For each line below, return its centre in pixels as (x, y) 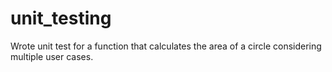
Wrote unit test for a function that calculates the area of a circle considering (166, 46)
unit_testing (61, 18)
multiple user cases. (52, 56)
